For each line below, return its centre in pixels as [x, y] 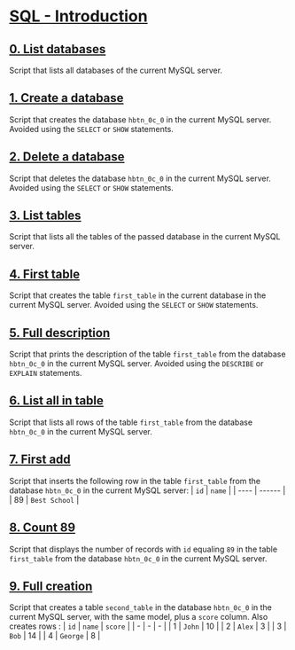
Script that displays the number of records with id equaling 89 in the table [143, 549]
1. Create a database [66, 98]
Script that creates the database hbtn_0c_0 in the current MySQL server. [140, 119]
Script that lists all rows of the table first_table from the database [131, 422]
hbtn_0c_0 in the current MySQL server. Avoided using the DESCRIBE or [136, 364]
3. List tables [45, 216]
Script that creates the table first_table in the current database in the [138, 295]
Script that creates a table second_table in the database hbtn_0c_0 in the [141, 607]
